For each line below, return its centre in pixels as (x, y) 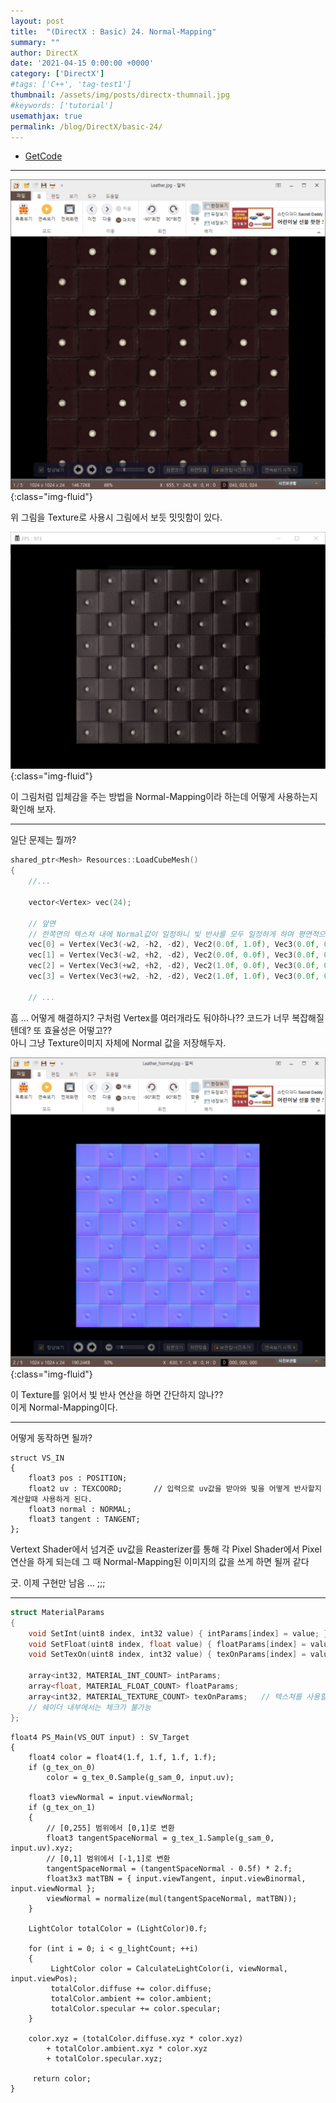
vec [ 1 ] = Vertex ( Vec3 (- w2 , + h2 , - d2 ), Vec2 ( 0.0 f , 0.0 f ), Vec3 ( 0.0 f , (174, 955)
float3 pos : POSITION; (78, 1478)
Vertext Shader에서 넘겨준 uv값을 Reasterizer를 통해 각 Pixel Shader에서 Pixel (166, 1549)
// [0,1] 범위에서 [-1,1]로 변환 (108, 1858)
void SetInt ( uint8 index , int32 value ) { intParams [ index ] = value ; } (178, 1633)
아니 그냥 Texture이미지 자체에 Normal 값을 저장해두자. (118, 1042)
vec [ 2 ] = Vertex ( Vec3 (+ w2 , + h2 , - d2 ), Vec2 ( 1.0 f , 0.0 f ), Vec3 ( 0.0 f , (174, 966)
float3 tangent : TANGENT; (84, 1519)
